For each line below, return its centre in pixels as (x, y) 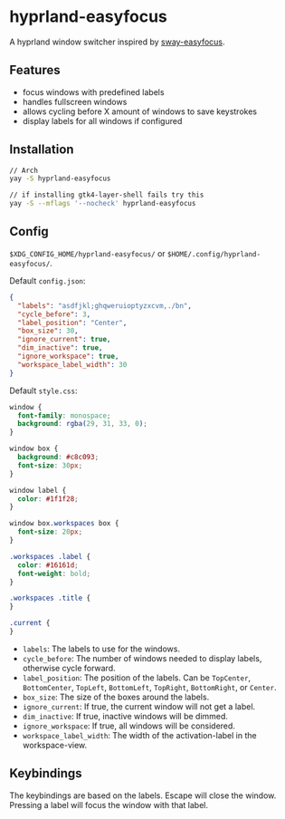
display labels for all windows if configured (102, 120)
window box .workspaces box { (64, 524)
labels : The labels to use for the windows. (101, 649)
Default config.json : (47, 280)
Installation (42, 150)
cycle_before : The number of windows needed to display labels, (142, 658)
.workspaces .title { (50, 598)
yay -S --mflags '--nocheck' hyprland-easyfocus (103, 204)
